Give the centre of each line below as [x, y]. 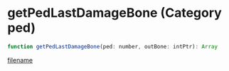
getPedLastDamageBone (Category [114, 13]
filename [20, 60]
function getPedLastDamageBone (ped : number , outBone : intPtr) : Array [113, 46]
